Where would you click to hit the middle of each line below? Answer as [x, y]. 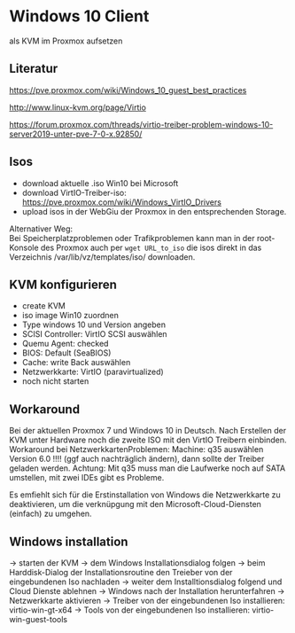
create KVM [44, 306]
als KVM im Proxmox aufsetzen [66, 41]
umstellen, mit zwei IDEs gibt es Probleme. [87, 478]
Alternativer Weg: [41, 229]
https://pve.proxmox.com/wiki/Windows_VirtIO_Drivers [121, 202]
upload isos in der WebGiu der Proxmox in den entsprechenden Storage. [154, 211]
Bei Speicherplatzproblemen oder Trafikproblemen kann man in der [132, 238]
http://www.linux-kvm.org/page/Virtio [78, 107]
